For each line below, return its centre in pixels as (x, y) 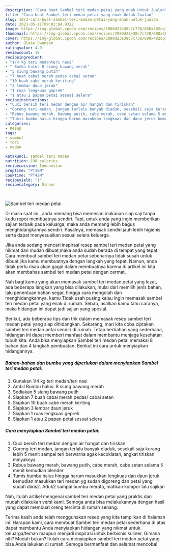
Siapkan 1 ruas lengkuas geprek (46, 414)
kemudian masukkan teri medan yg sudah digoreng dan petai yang (82, 481)
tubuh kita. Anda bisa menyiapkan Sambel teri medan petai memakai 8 (79, 340)
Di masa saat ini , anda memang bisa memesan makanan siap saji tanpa (80, 214)
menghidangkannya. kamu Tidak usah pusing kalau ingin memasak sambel (84, 298)
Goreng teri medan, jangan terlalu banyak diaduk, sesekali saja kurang (86, 449)
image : (12, 29)
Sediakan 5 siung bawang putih (46, 392)
